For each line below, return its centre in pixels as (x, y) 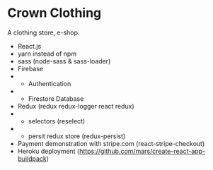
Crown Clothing (54, 13)
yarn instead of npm (47, 54)
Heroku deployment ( (48, 151)
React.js (29, 46)
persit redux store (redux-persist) (77, 136)
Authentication (50, 83)
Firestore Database (56, 98)
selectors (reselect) (57, 121)
